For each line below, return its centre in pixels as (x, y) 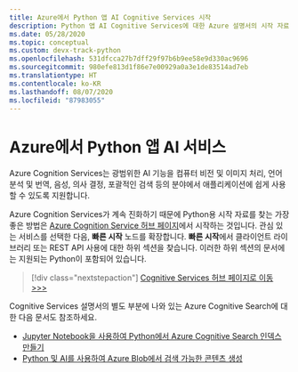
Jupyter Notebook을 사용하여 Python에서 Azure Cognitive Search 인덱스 (152, 336)
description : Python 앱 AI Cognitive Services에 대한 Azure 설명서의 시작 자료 (149, 26)
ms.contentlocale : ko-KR (55, 84)
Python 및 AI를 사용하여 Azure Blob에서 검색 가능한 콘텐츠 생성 (132, 359)
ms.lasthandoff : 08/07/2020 (61, 92)
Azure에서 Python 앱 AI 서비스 (118, 147)
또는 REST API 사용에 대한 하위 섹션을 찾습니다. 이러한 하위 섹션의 (147, 248)
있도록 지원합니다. (59, 196)
